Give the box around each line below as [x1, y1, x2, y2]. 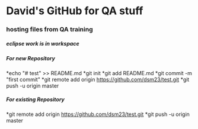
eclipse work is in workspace [6, 40, 80, 47]
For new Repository [6, 55, 55, 62]
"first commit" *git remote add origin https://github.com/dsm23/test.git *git [6, 76, 190, 83]
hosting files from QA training [6, 25, 93, 34]
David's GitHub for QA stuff [6, 4, 143, 18]
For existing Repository [6, 96, 65, 103]
